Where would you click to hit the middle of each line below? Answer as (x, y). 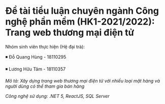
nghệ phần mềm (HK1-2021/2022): (80, 22)
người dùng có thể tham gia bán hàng (45, 86)
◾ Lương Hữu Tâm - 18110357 (36, 69)
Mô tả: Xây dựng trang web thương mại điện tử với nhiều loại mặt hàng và (83, 81)
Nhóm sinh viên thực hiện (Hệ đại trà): (45, 46)
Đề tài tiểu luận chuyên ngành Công (82, 11)
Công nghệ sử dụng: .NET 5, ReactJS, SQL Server (58, 96)
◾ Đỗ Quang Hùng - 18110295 (36, 57)
